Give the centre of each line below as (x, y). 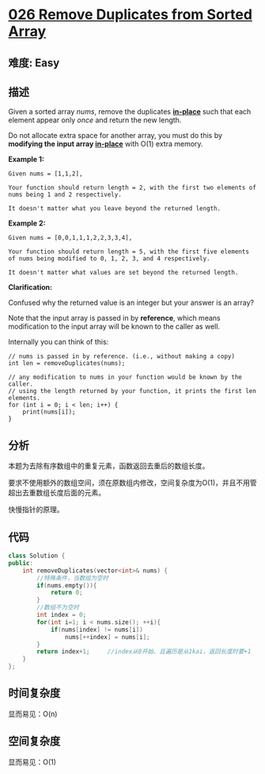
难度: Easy (34, 62)
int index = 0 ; (62, 615)
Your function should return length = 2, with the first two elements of (132, 188)
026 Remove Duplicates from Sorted (131, 15)
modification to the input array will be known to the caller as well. (114, 326)
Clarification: (30, 287)
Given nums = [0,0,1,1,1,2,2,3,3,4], (70, 238)
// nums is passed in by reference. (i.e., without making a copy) (122, 356)
